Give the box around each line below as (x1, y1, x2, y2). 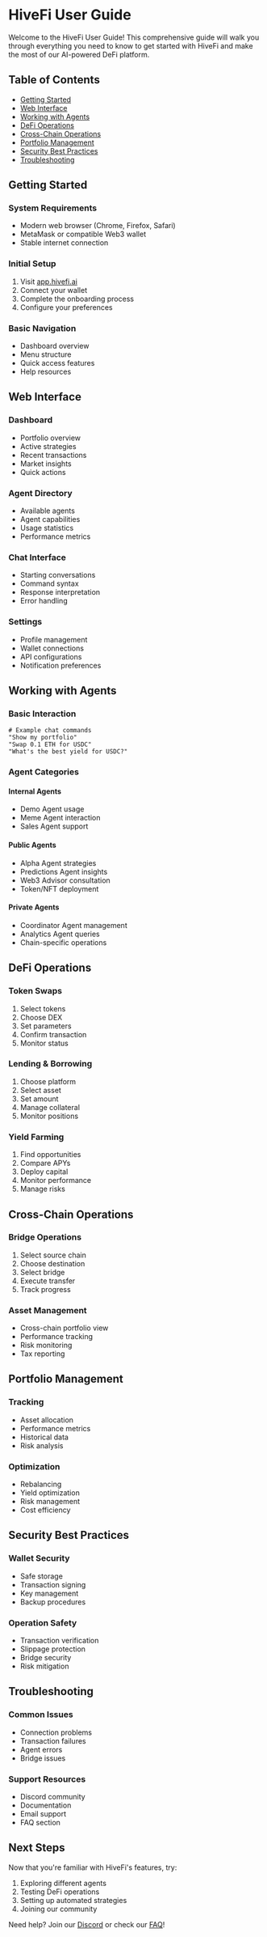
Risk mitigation (19, 1661, 69, 1672)
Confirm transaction (19, 1029, 87, 1039)
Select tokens (19, 1003, 66, 1013)
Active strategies (19, 441, 77, 451)
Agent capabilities (19, 515, 81, 524)
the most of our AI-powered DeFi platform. (8, 49, 150, 59)
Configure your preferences (19, 302, 113, 312)
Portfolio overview (19, 433, 81, 443)
